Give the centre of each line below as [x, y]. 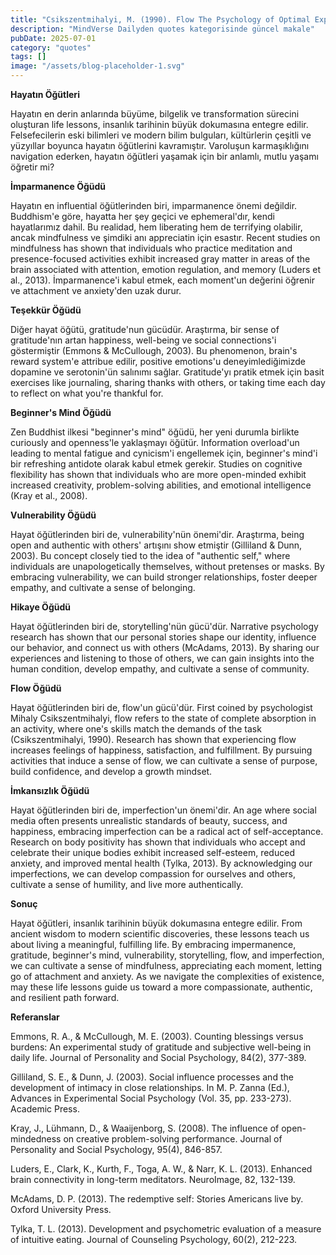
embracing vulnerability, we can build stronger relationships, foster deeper [164, 577]
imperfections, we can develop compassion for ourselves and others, [153, 874]
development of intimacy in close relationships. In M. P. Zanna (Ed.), [150, 1087]
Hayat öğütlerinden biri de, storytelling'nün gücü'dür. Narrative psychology [164, 626]
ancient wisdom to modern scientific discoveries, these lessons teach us [160, 934]
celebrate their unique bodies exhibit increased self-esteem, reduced [152, 852]
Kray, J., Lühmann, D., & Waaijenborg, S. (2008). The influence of [145, 1128]
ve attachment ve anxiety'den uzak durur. [96, 290]
